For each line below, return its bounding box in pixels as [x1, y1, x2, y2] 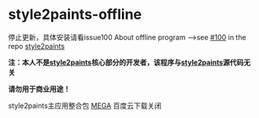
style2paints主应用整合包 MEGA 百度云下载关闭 [8, 101, 162, 110]
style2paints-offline [8, 6, 142, 24]
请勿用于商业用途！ [8, 84, 71, 94]
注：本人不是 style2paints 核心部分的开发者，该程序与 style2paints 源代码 [8, 57, 244, 67]
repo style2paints [8, 41, 65, 50]
